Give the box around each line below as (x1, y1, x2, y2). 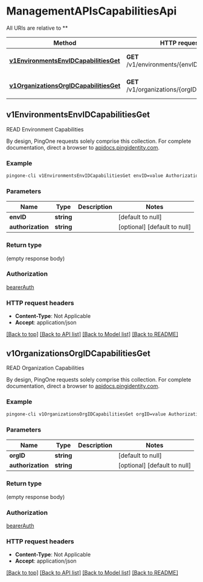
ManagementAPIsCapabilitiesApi (6, 4, 177, 18)
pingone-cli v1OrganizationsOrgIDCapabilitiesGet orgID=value (6, 411, 166, 417)
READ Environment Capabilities (6, 125, 84, 133)
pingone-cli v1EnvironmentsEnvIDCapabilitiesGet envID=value (6, 173, 164, 179)
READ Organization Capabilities (6, 364, 85, 371)
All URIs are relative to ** (6, 24, 68, 31)
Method (53, 38, 77, 47)
